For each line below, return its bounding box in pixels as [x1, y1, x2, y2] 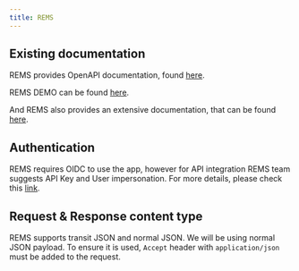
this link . [9, 182, 40, 193]
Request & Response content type [9, 208, 203, 224]
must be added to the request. [9, 251, 121, 262]
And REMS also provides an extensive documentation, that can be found [9, 105, 277, 115]
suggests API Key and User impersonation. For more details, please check [9, 174, 283, 184]
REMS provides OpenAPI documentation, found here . [9, 70, 206, 80]
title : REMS [9, 13, 54, 22]
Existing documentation [9, 47, 146, 62]
